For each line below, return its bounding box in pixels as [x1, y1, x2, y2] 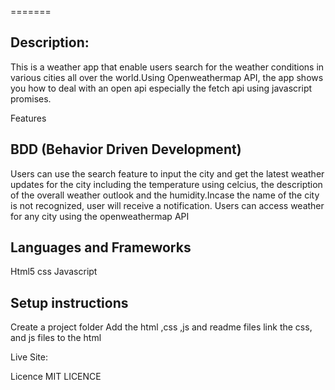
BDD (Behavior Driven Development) [10, 141, 242, 158]
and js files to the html [10, 332, 102, 344]
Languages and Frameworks [10, 239, 192, 256]
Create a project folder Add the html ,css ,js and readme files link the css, [10, 321, 313, 333]
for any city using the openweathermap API [10, 210, 190, 222]
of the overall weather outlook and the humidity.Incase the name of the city [10, 189, 320, 201]
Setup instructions [10, 294, 129, 311]
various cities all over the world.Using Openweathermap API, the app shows [10, 71, 324, 83]
